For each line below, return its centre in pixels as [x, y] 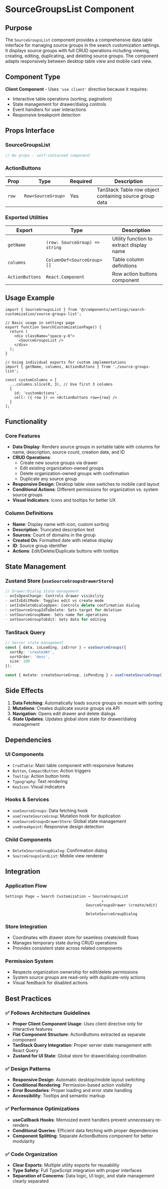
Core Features [23, 436]
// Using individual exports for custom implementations [66, 362]
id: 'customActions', [36, 393]
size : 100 [20, 662]
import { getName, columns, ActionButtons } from [58, 367]
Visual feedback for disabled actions [50, 983]
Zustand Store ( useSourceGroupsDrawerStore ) [59, 581]
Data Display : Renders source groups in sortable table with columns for [86, 447]
